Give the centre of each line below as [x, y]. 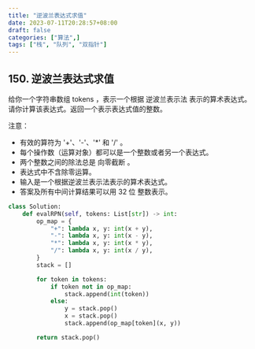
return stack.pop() [68, 337]
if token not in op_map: [91, 287]
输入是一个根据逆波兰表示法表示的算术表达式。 [95, 181]
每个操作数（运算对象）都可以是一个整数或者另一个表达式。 [116, 152]
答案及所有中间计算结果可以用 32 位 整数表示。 [96, 191]
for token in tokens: [72, 279]
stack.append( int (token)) [107, 294]
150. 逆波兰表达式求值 [61, 78]
